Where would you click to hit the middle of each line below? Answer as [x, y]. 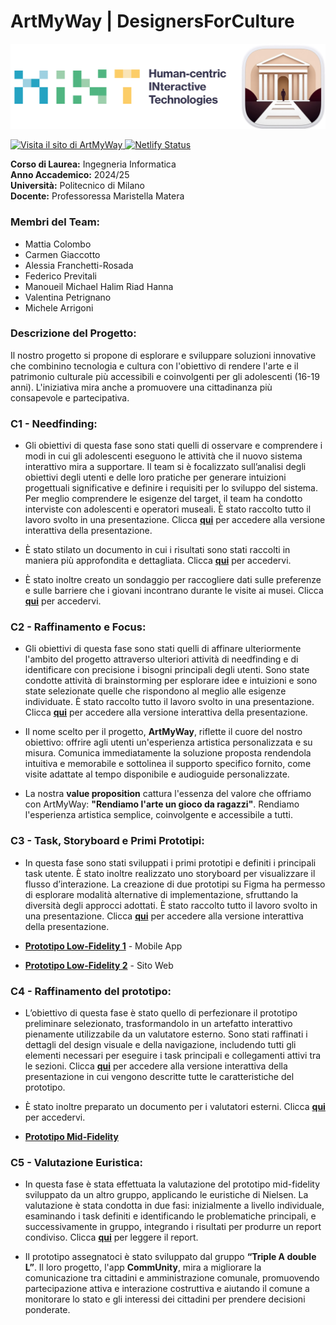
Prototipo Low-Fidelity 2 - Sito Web [99, 965]
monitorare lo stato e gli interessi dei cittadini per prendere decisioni [165, 1299]
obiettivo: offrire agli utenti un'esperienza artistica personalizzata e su [168, 742]
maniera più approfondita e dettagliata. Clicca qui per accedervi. [158, 561]
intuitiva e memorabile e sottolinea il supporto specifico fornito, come [168, 764]
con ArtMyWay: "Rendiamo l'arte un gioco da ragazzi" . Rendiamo [162, 804]
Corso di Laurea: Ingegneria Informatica [93, 164]
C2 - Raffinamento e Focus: [78, 627]
